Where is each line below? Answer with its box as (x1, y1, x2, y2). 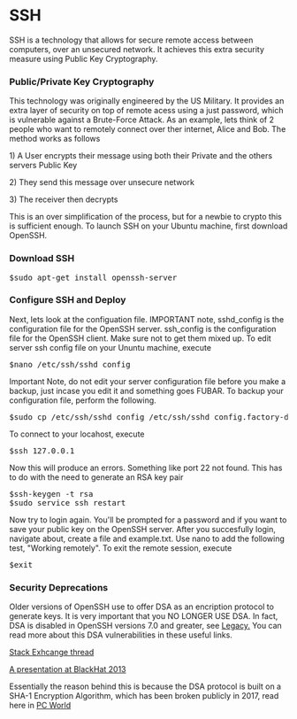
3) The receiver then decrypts (9, 194, 118, 205)
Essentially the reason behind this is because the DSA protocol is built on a (9, 681, 281, 692)
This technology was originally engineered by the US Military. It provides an (9, 96, 285, 106)
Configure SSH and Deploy (9, 294, 126, 306)
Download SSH (9, 252, 75, 265)
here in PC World (9, 700, 72, 711)
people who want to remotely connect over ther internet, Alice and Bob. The (9, 124, 286, 135)
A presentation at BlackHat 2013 (9, 664, 126, 675)
